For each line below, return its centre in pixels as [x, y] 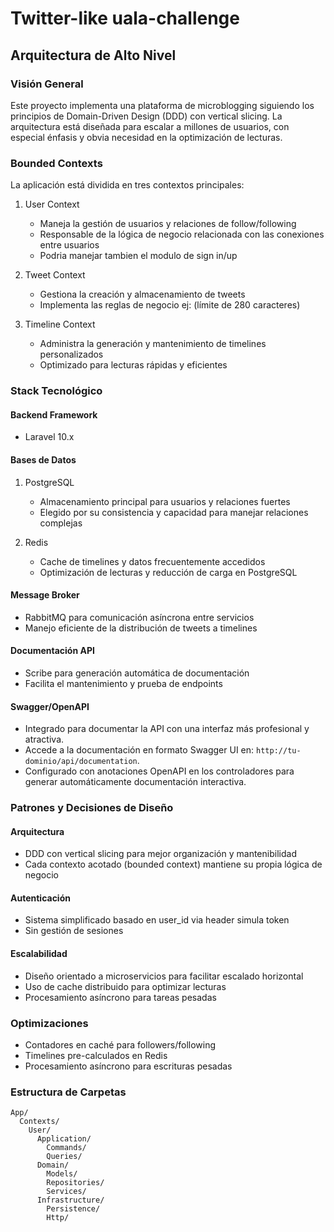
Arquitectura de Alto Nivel [93, 55]
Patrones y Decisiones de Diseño [92, 808]
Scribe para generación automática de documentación [137, 673]
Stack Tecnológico [56, 391]
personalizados [71, 354]
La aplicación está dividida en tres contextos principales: [127, 185]
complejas [61, 523]
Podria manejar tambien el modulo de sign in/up [138, 256]
